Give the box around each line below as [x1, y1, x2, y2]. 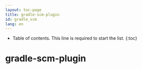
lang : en [5, 21, 24, 27]
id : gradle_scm [5, 17, 37, 22]
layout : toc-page [5, 7, 42, 13]
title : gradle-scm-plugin [5, 12, 59, 17]
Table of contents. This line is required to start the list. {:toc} [12, 35, 137, 41]
